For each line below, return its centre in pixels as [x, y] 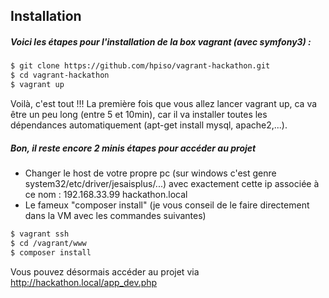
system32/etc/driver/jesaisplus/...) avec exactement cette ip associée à [172, 183]
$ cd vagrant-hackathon [60, 75]
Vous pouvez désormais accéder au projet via [105, 271]
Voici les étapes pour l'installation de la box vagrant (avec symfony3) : [161, 41]
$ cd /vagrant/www [48, 243]
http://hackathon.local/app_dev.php [84, 282]
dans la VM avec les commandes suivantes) [115, 215]
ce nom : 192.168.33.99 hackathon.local [106, 194]
